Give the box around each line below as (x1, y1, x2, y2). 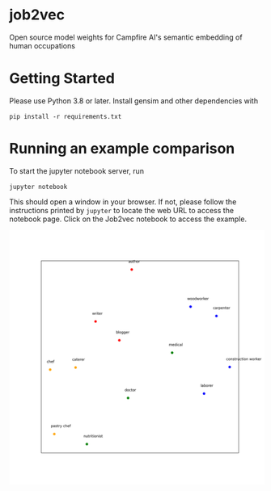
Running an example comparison (9, 140, 235, 158)
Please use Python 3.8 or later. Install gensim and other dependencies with (9, 95, 258, 106)
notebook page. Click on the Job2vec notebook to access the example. (9, 214, 248, 224)
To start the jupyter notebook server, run (9, 166, 145, 175)
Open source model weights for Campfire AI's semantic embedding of (9, 32, 243, 42)
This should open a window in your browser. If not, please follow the (9, 196, 237, 207)
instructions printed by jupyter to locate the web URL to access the (9, 205, 234, 215)
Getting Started (9, 69, 116, 88)
